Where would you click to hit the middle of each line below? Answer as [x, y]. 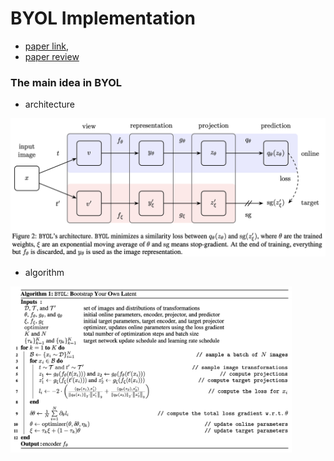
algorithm [44, 272]
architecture [50, 104]
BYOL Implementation [103, 18]
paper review [52, 56]
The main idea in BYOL [66, 82]
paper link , [47, 46]
